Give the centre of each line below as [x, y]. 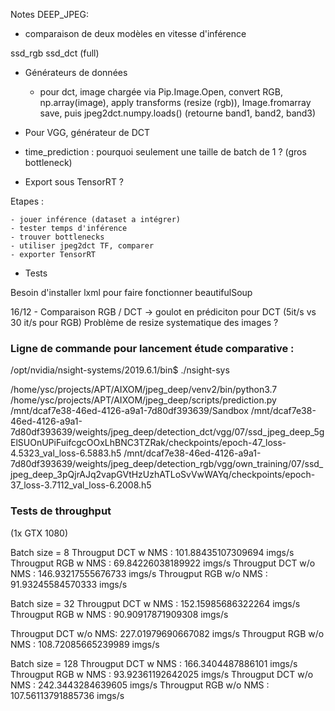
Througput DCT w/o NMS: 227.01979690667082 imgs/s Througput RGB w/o [167, 633]
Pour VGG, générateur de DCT [87, 132]
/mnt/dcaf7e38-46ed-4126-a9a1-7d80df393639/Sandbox [129, 411]
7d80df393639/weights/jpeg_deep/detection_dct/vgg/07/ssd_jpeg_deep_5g [167, 432]
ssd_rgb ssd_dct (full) [55, 53]
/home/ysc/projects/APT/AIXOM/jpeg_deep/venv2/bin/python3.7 [144, 390]
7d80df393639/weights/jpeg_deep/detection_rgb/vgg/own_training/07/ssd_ [167, 464]
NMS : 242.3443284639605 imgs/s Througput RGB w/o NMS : [140, 685]
